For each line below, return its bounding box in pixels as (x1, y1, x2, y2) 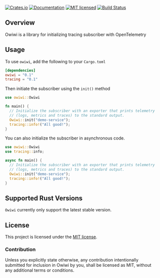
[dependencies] (5, 68, 36, 73)
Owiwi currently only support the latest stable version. (5, 207, 112, 213)
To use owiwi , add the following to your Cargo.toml (5, 58, 106, 64)
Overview (5, 18, 35, 27)
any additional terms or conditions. (5, 267, 74, 273)
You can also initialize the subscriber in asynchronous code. (5, 135, 125, 141)
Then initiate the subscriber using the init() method (5, 86, 111, 92)
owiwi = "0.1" (5, 72, 34, 77)
